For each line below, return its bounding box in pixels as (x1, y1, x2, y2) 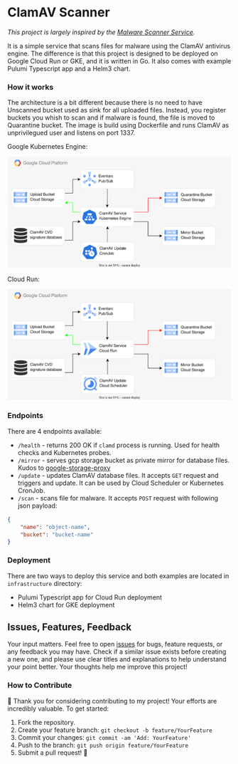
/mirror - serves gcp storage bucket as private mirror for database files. (17, 456, 229, 464)
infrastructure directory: (7, 579, 82, 587)
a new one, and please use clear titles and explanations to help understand (7, 655, 227, 664)
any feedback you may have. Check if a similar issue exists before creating (7, 647, 227, 656)
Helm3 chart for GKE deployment (17, 600, 115, 609)
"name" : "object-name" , (20, 523, 91, 530)
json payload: (17, 501, 58, 510)
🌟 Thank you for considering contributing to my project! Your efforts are (7, 696, 217, 705)
